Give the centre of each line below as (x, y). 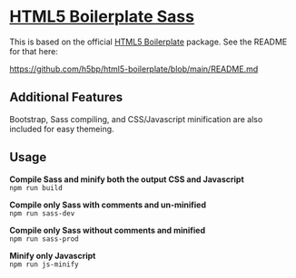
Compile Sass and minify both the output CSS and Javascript (127, 179)
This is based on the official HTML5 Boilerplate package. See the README (148, 42)
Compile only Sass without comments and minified (108, 230)
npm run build (36, 187)
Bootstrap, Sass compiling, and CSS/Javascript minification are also (136, 119)
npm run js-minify (44, 264)
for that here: (34, 51)
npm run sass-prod (44, 239)
